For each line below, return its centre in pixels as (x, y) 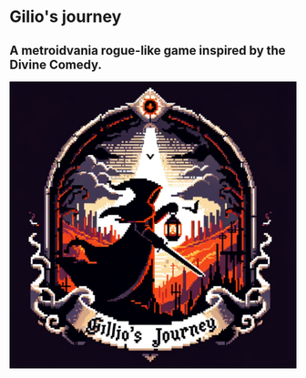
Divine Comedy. (56, 64)
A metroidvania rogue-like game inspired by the (148, 51)
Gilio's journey (66, 17)
